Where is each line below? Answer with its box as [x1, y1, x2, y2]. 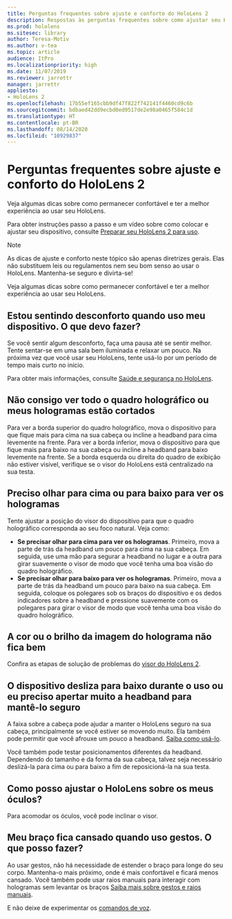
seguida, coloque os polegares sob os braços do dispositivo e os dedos [17, 589, 222, 597]
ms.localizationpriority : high [7, 61, 97, 68]
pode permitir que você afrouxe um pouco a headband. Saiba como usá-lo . [7, 735, 222, 743]
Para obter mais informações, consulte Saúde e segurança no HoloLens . [7, 375, 213, 382]
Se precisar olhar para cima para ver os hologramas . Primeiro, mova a [17, 537, 220, 546]
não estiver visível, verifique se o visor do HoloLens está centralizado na [7, 460, 213, 468]
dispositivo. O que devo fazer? [7, 321, 142, 332]
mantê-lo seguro [7, 701, 81, 713]
